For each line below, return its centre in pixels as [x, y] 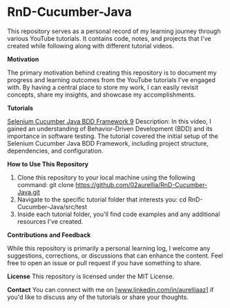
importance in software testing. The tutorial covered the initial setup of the [113, 136]
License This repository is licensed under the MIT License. [91, 276]
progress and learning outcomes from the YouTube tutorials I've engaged [111, 79]
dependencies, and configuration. [55, 151]
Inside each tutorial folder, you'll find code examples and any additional [118, 214]
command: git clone [46, 184]
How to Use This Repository [48, 164]
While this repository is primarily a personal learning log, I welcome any [109, 248]
